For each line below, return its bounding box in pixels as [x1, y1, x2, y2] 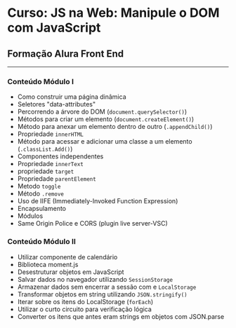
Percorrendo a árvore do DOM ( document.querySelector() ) [17, 107, 188, 116]
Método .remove [17, 189, 65, 198]
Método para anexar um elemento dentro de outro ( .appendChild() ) [17, 123, 213, 131]
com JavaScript [7, 20, 101, 36]
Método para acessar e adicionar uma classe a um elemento [17, 137, 192, 146]
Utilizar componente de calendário [17, 252, 118, 261]
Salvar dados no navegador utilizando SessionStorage [17, 275, 173, 283]
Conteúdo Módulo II [7, 237, 76, 247]
